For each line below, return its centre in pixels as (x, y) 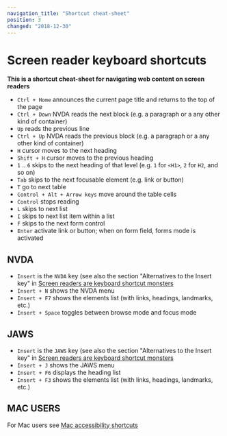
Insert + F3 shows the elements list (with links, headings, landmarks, (115, 379)
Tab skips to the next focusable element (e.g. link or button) (101, 180)
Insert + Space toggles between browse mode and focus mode (107, 313)
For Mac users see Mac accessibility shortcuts (72, 425)
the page (30, 107)
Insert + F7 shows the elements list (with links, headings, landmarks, (115, 298)
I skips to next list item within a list (66, 216)
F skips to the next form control (61, 223)
